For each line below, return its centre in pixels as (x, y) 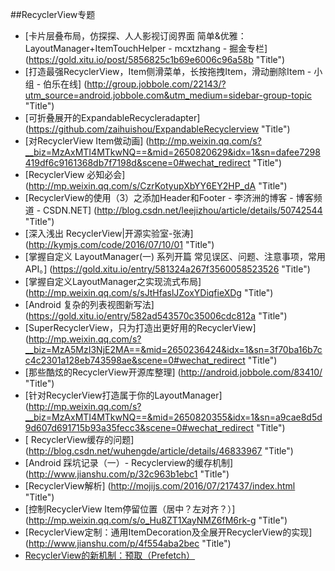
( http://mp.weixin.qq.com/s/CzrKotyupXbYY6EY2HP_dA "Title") (156, 186)
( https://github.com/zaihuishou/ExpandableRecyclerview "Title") (157, 129)
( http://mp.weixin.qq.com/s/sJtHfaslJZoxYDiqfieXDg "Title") (149, 292)
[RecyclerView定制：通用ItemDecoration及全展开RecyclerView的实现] (168, 532)
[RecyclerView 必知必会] (75, 174)
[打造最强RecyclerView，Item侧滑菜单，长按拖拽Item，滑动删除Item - (168, 71)
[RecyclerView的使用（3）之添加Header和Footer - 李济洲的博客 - (159, 197)
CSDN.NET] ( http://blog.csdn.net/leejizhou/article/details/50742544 (183, 210)
